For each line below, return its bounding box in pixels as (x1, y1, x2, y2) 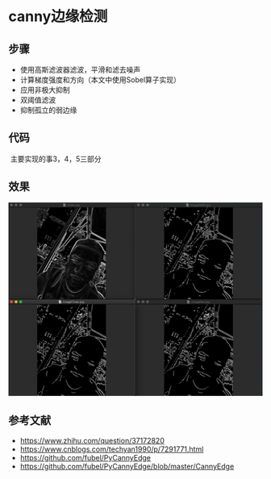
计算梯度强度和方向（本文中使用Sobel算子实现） (19, 75, 181, 85)
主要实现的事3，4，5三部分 (10, 154, 102, 164)
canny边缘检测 (8, 7, 108, 26)
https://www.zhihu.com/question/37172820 (19, 435, 165, 445)
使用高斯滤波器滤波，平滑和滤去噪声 (19, 65, 141, 74)
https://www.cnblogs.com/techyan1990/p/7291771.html (19, 444, 204, 454)
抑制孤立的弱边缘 (19, 106, 77, 115)
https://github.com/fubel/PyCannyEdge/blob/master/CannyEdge (19, 461, 235, 471)
